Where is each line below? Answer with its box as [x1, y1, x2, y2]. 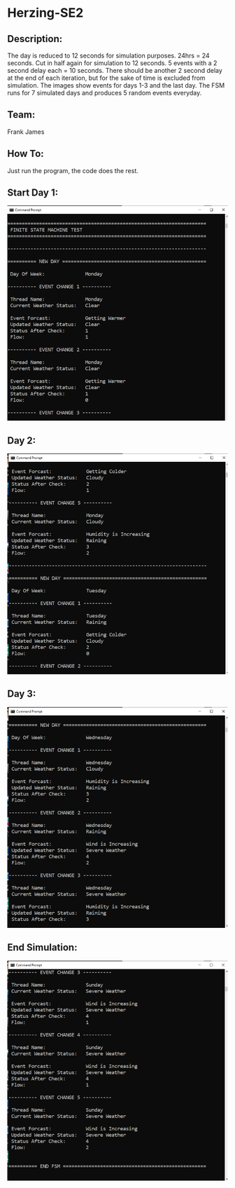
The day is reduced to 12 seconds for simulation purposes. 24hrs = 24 [7, 51, 210, 60]
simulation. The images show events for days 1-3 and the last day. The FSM [7, 81, 225, 89]
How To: [7, 148, 44, 160]
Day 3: [7, 688, 36, 700]
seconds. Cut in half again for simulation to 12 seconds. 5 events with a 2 [7, 59, 218, 67]
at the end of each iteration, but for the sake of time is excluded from [7, 74, 206, 82]
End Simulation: [7, 941, 78, 954]
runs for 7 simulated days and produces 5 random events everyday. [7, 89, 202, 97]
